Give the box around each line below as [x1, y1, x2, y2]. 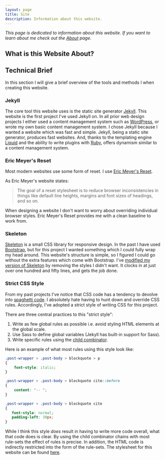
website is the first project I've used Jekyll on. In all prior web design [5, 113, 144, 119]
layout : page [5, 7, 32, 12]
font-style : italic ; [14, 365, 56, 370]
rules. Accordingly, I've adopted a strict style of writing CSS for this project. [5, 302, 159, 307]
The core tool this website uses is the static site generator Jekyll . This [5, 108, 147, 114]
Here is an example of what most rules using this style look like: [5, 346, 134, 352]
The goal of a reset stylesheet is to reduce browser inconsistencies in [17, 188, 159, 193]
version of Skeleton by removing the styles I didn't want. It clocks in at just [5, 263, 156, 268]
